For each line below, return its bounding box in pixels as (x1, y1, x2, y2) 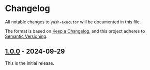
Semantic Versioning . (5, 33, 47, 39)
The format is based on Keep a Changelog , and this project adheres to (5, 28, 145, 34)
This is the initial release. (5, 60, 55, 66)
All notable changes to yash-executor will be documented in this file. (5, 19, 141, 25)
